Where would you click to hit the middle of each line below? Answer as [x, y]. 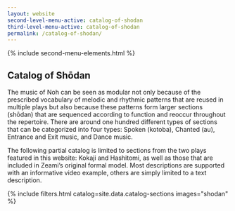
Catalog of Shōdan [49, 75]
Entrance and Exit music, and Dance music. [70, 137]
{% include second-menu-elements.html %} [71, 53]
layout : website [31, 14]
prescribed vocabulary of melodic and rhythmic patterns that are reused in [115, 100]
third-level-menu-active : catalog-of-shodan [74, 27]
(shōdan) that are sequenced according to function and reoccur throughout [117, 115]
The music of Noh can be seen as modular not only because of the [104, 93]
